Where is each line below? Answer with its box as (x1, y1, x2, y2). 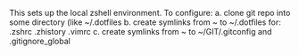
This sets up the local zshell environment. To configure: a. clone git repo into (9, 8, 291, 18)
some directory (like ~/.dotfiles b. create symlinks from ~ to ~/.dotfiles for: (9, 17, 281, 27)
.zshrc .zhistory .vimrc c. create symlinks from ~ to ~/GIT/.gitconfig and (9, 27, 272, 36)
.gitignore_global (9, 35, 71, 46)
